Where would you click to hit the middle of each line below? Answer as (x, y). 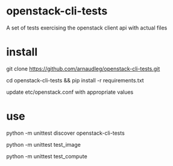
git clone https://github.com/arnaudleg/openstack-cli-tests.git (83, 69)
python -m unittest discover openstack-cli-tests (65, 133)
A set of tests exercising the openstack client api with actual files (87, 28)
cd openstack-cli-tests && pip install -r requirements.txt (75, 80)
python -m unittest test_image (44, 144)
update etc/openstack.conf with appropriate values (70, 92)
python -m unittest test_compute (47, 156)
